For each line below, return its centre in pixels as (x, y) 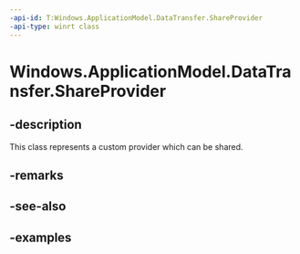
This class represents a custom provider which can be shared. (126, 146)
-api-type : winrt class (55, 26)
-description (46, 125)
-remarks (36, 175)
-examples (41, 237)
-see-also (38, 206)
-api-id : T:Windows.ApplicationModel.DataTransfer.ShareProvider (136, 18)
